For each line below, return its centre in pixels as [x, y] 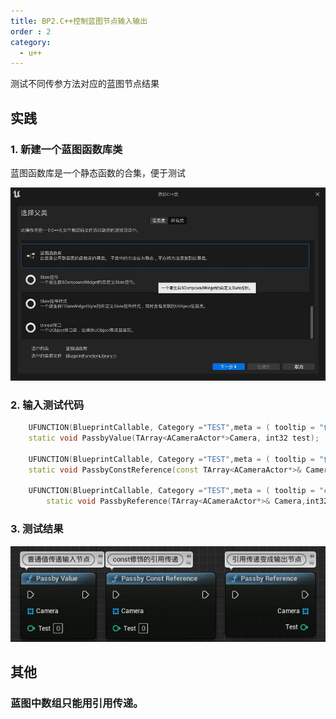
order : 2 [31, 31]
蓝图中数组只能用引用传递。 [77, 703]
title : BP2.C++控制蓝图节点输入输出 [79, 21]
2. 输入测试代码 [47, 405]
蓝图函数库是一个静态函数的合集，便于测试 [98, 172]
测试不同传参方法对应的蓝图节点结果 [85, 84]
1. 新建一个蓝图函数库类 [66, 149]
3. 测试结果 [37, 529]
